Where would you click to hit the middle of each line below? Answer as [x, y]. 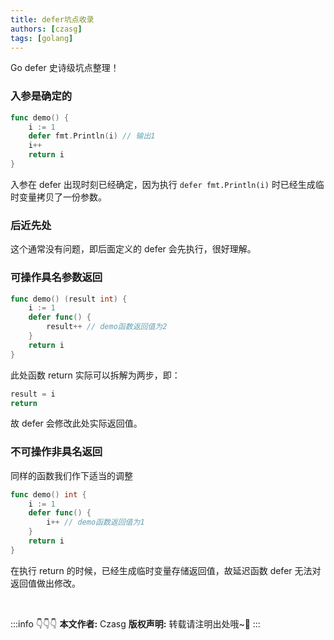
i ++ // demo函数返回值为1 [95, 522]
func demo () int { [48, 494]
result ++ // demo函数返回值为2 [107, 327]
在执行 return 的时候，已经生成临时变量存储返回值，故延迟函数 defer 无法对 [166, 570]
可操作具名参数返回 [56, 278]
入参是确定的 [41, 96]
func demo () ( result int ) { [69, 299]
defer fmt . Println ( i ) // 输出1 [92, 136]
